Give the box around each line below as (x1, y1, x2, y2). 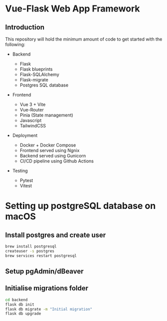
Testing (12, 168, 28, 173)
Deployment (12, 132, 38, 138)
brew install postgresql (5, 244, 57, 249)
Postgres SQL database (19, 82, 69, 88)
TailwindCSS (19, 123, 46, 128)
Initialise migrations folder (5, 284, 89, 292)
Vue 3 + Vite (19, 101, 46, 107)
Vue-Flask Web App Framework (5, 3, 141, 14)
